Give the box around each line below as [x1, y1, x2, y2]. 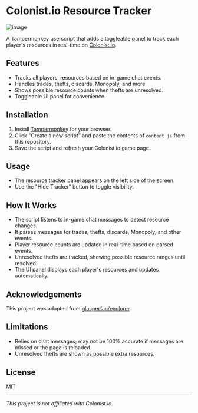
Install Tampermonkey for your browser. [14, 125, 112, 133]
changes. [14, 222, 38, 229]
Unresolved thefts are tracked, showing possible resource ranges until [14, 253, 186, 260]
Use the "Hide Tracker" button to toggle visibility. [14, 183, 134, 190]
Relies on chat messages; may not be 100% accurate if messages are [14, 338, 184, 345]
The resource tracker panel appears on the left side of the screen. [14, 177, 175, 184]
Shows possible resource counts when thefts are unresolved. [14, 87, 164, 94]
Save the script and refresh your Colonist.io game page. [14, 144, 151, 151]
